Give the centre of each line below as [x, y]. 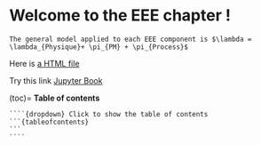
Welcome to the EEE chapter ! [120, 16]
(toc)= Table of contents [55, 98]
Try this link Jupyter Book [56, 80]
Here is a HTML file [44, 63]
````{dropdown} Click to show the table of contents [109, 114]
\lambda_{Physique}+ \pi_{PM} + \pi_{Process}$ [99, 47]
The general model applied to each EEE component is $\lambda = [130, 39]
